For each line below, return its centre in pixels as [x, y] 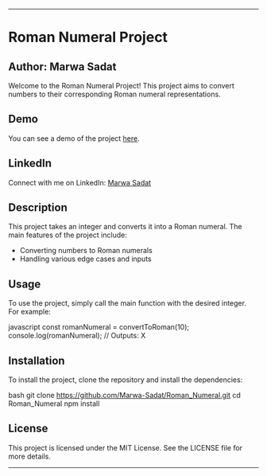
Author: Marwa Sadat [62, 66]
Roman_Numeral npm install [54, 404]
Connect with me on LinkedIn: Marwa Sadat [80, 182]
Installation [37, 360]
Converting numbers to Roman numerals [86, 251]
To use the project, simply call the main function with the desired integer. [127, 303]
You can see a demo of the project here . [74, 138]
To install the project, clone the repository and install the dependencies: [126, 380]
